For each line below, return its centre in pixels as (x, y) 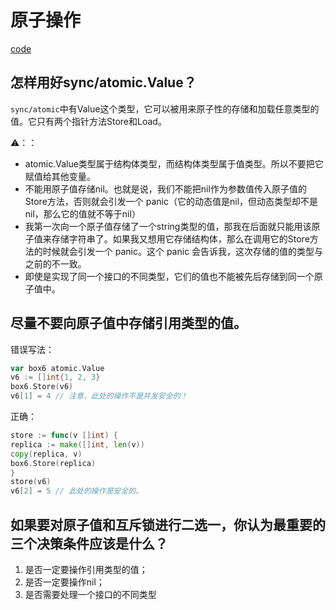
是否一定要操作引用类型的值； (86, 569)
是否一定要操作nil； (64, 582)
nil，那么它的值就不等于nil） (82, 213)
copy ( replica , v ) (46, 454)
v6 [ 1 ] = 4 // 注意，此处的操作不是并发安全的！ (99, 396)
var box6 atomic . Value (57, 368)
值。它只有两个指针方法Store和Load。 (88, 121)
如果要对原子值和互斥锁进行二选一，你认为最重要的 (168, 524)
